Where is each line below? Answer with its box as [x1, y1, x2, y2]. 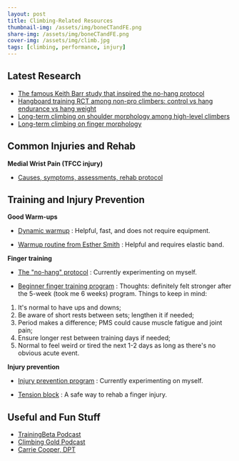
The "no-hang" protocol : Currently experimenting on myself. [17, 268, 198, 277]
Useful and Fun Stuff [7, 411, 101, 423]
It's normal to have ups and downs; [17, 303, 121, 312]
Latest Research [7, 70, 81, 82]
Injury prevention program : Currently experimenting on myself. [17, 377, 203, 385]
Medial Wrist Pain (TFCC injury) [7, 159, 103, 168]
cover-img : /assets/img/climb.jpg [7, 37, 111, 44]
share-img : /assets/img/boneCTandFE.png [7, 30, 130, 38]
